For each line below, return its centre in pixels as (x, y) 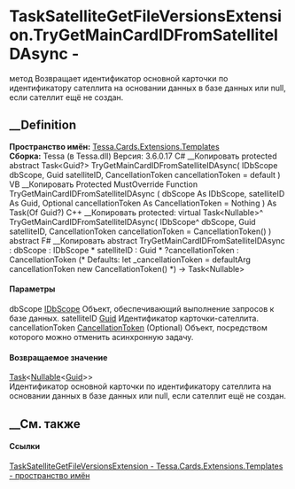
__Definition (43, 125)
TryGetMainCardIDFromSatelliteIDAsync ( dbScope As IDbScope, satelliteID (147, 193)
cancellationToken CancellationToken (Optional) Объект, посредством (139, 327)
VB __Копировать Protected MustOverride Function (103, 184)
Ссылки (25, 446)
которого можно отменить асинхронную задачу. (101, 337)
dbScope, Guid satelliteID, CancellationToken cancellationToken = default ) (145, 175)
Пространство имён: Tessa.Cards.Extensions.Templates (114, 146)
